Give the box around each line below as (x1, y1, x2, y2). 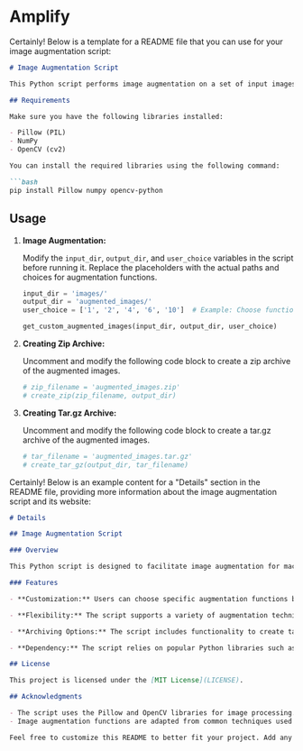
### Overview (9, 545, 59, 555)
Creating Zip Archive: (22, 338, 106, 349)
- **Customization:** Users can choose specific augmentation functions (9, 594, 289, 603)
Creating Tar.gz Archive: (22, 408, 117, 418)
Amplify (9, 6, 70, 27)
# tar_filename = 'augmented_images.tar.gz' (22, 452, 193, 461)
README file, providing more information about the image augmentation (9, 486, 278, 497)
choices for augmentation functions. (22, 271, 158, 282)
